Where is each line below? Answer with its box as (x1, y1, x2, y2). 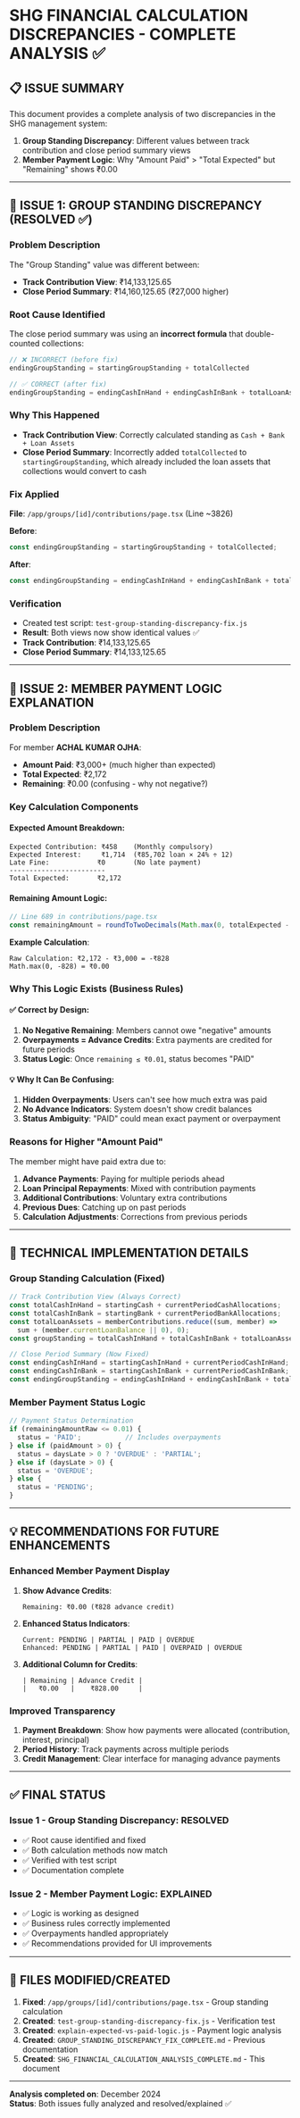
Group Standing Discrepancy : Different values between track (21, 136, 250, 146)
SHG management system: (9, 118, 108, 129)
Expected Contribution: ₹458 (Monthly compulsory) (9, 842, 214, 851)
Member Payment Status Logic (9, 1396, 146, 1408)
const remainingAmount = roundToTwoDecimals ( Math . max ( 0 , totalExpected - (9, 921, 290, 930)
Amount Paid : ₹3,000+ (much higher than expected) (21, 759, 216, 770)
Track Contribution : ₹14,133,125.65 (21, 638, 151, 648)
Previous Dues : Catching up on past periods (21, 1202, 187, 1213)
